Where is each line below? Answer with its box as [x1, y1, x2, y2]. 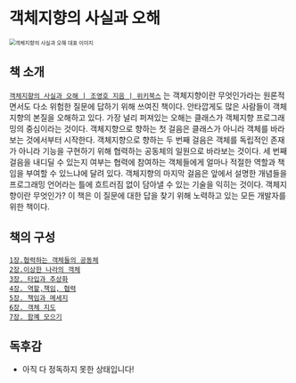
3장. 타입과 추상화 [9, 274, 69, 283]
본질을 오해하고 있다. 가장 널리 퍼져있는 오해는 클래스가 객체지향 [32, 112, 254, 123]
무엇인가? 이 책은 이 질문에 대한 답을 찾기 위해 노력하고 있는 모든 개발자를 [32, 190, 287, 200]
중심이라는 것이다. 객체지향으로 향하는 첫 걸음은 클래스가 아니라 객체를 [25, 123, 269, 134]
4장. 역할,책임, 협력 [9, 284, 77, 293]
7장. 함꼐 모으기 [9, 313, 62, 322]
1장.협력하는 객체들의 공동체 [9, 256, 99, 265]
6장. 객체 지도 [9, 303, 56, 312]
